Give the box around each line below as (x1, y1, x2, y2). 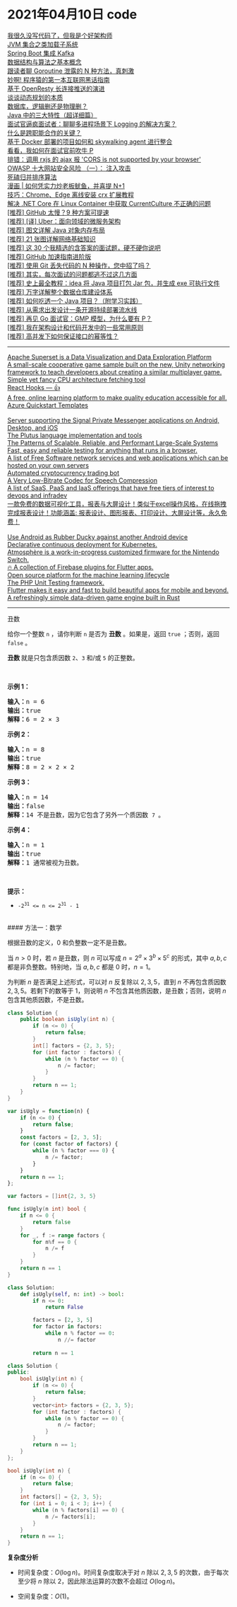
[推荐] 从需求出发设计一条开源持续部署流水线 (7, 305, 138, 313)
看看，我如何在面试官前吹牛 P (7, 146, 94, 154)
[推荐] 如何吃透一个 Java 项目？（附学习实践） (7, 296, 142, 305)
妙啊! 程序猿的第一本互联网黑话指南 (7, 75, 110, 83)
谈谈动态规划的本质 (7, 93, 63, 101)
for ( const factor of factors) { (20, 1141, 119, 1148)
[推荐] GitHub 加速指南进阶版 (7, 252, 92, 260)
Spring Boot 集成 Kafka (7, 49, 75, 57)
